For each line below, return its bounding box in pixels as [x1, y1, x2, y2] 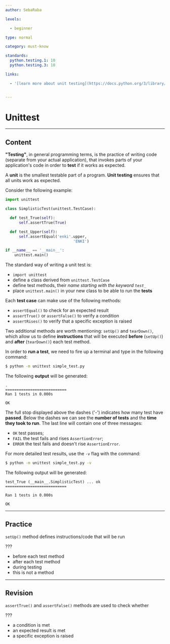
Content [5, 138, 32, 147]
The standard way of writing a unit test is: [5, 262, 92, 268]
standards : [5, 53, 28, 58]
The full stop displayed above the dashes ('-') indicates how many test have [5, 409, 163, 415]
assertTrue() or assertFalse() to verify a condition [12, 313, 119, 319]
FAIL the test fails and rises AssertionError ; [12, 436, 104, 441]
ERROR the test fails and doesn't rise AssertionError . [12, 441, 120, 447]
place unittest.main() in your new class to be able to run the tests [12, 288, 153, 294]
